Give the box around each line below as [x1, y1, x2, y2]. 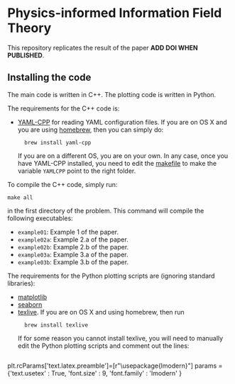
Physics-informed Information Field [7, 5, 222, 21]
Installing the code [7, 72, 92, 84]
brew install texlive [24, 321, 89, 329]
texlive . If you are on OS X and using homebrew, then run [17, 307, 185, 316]
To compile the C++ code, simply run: [7, 180, 118, 188]
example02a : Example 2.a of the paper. [17, 235, 129, 244]
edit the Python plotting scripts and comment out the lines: [17, 341, 190, 350]
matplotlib [17, 293, 48, 301]
